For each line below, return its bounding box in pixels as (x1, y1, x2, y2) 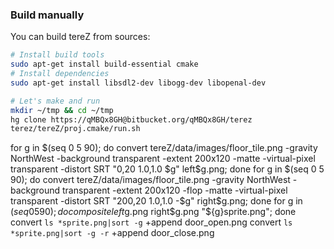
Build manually (10, 8, 85, 22)
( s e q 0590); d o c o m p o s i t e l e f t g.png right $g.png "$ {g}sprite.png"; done (10, 206, 297, 218)
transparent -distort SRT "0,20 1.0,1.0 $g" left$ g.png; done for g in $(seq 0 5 (10, 163, 325, 175)
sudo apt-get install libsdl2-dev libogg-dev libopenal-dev (10, 78, 267, 88)
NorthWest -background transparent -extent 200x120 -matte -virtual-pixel (10, 153, 316, 165)
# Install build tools (10, 50, 105, 60)
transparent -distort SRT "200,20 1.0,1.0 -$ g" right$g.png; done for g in (10, 195, 303, 207)
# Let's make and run (10, 96, 101, 106)
